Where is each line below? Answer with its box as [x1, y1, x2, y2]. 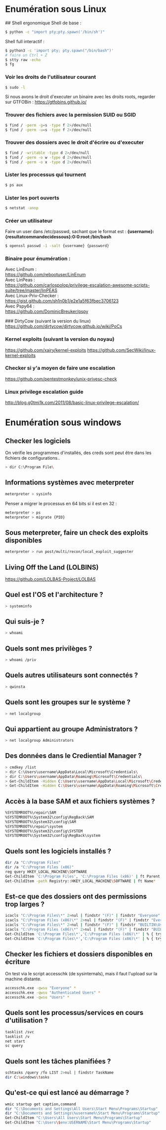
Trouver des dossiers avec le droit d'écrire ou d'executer [5, 139, 144, 146]
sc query [5, 1043, 23, 1048]
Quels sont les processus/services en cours [5, 1009, 144, 1017]
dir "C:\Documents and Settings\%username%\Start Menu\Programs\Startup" [5, 1111, 161, 1116]
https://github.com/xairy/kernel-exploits [5, 347, 86, 353]
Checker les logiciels [5, 436, 71, 445]
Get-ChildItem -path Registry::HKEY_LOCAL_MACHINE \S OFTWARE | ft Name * [5, 879, 156, 884]
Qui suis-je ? [5, 617, 45, 626]
